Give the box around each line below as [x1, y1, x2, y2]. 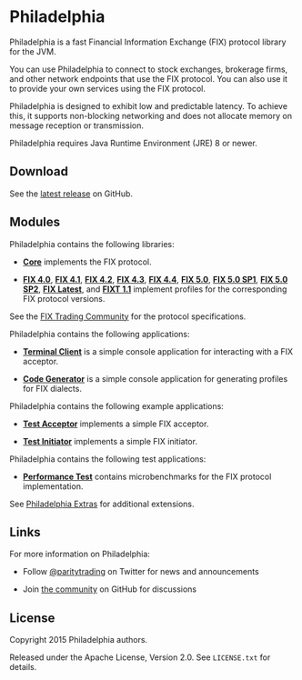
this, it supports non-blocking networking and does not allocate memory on [9, 110, 293, 121]
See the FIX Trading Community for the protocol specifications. [9, 311, 247, 322]
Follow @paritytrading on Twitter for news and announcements [22, 566, 259, 577]
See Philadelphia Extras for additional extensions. [9, 498, 195, 509]
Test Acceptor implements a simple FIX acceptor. [22, 418, 209, 429]
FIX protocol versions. [22, 293, 106, 304]
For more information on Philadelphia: [9, 548, 150, 560]
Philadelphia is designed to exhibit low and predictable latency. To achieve [9, 100, 288, 111]
